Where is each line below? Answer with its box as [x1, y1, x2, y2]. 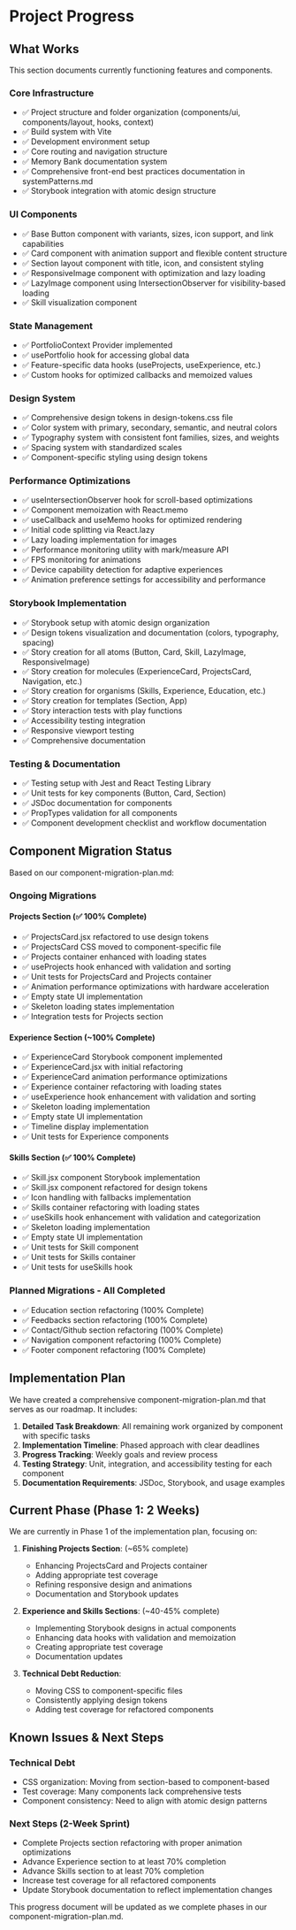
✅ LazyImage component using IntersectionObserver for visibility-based [21, 277, 286, 288]
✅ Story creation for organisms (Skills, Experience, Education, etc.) [21, 685, 267, 696]
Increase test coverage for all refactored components [21, 1875, 216, 1886]
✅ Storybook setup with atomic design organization [21, 617, 210, 627]
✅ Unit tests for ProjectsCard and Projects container [21, 972, 212, 982]
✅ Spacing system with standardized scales [21, 442, 183, 453]
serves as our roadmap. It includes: [9, 1403, 138, 1414]
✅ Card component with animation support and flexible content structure [21, 248, 287, 258]
